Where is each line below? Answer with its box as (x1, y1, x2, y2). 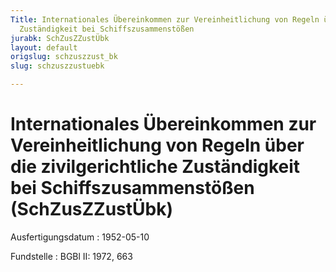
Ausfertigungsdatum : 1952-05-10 (10, 231, 150, 243)
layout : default (10, 42, 78, 53)
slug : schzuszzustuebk (10, 61, 105, 71)
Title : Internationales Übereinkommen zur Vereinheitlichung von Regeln (10, 14, 320, 25)
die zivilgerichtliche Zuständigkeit (10, 156, 301, 178)
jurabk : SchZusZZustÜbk (10, 33, 110, 43)
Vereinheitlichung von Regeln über (10, 134, 305, 157)
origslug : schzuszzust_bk (10, 52, 118, 62)
